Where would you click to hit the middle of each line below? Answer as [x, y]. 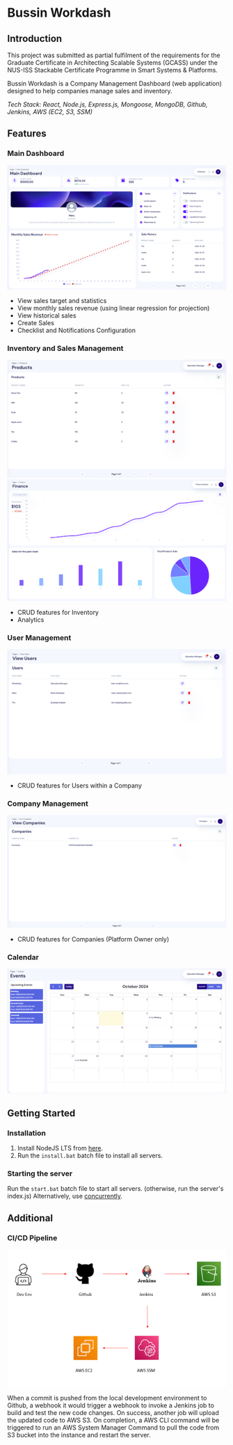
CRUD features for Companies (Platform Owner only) [93, 939]
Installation [27, 1133]
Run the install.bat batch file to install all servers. [90, 1155]
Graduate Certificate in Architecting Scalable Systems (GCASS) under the [112, 63]
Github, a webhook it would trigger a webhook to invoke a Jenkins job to [111, 1405]
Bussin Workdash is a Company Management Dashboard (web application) [115, 84]
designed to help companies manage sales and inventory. [90, 91]
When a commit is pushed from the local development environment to [107, 1398]
